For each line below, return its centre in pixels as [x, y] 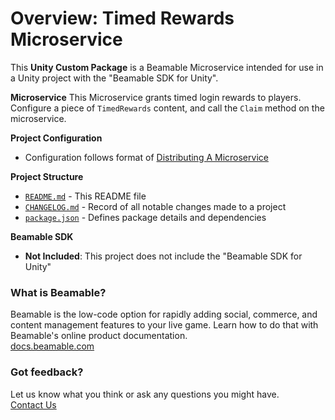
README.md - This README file [85, 196]
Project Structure [47, 176]
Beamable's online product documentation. [99, 336]
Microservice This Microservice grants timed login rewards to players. [156, 97]
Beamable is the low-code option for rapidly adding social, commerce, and [164, 314]
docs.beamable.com [52, 346]
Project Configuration [56, 138]
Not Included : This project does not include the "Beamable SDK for [163, 256]
